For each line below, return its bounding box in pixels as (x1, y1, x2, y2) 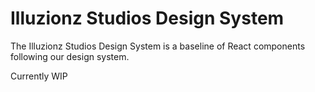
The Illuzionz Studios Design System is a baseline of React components (10, 40, 306, 52)
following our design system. (10, 50, 130, 62)
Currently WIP (10, 70, 68, 82)
